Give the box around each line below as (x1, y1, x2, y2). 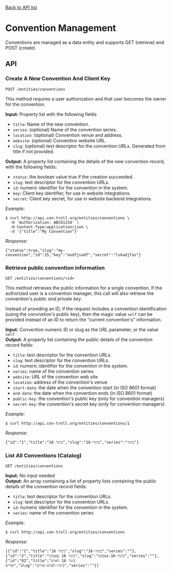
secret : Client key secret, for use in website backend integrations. (12, 195, 152, 202)
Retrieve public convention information (5, 264, 105, 271)
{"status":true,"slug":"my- (5, 247, 66, 253)
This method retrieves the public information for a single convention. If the (5, 284, 163, 291)
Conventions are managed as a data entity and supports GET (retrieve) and (5, 39, 164, 45)
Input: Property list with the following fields (5, 111, 97, 117)
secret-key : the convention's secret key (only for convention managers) (12, 400, 165, 407)
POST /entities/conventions (5, 87, 66, 92)
